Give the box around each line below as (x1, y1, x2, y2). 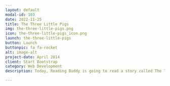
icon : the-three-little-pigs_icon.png (5, 31, 87, 36)
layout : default (5, 7, 39, 13)
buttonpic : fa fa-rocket (5, 45, 58, 50)
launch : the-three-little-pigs (5, 36, 71, 41)
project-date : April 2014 (5, 54, 60, 60)
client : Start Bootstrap (5, 59, 58, 64)
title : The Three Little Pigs (5, 21, 69, 27)
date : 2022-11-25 (5, 17, 42, 22)
